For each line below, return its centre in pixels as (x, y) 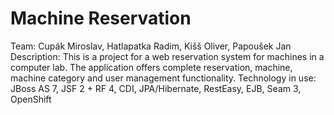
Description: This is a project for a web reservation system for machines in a (167, 56)
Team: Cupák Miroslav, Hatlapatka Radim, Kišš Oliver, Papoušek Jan (151, 46)
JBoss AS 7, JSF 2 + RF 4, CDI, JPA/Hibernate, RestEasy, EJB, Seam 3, (156, 88)
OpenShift (31, 99)
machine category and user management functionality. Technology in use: (163, 78)
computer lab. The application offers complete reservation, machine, (151, 67)
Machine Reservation (101, 18)
